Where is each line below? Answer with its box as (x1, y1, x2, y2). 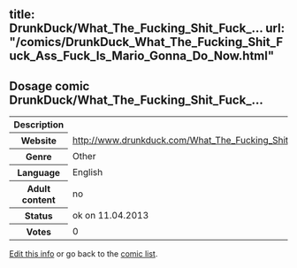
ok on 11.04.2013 (72, 210, 149, 222)
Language (17, 167, 60, 180)
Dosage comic (9, 79, 90, 94)
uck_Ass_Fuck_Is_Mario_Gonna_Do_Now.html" (9, 49, 275, 64)
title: (9, 7, 35, 22)
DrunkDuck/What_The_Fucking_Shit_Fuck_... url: (9, 21, 286, 36)
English (72, 166, 103, 179)
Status (24, 210, 53, 222)
